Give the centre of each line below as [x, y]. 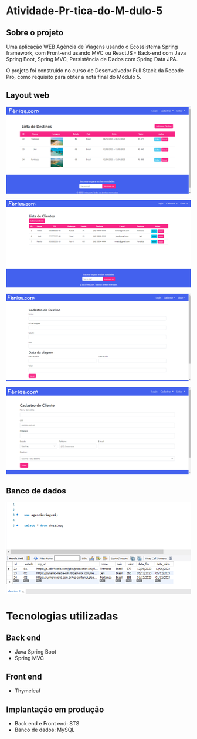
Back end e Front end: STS [47, 723]
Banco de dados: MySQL [45, 730]
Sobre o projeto [35, 33]
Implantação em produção [55, 709]
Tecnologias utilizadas [62, 616]
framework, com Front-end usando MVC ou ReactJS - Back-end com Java [96, 53]
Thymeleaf [28, 691]
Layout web [28, 95]
